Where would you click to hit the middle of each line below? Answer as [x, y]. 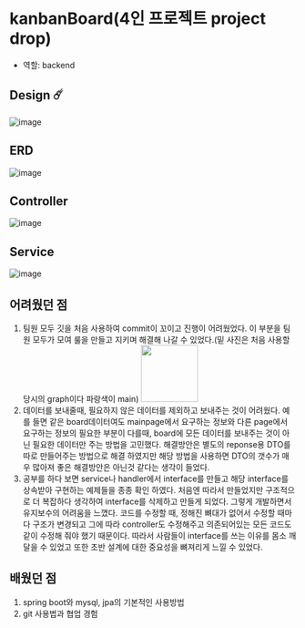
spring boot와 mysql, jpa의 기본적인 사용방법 [103, 602]
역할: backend [49, 65]
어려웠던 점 [39, 305]
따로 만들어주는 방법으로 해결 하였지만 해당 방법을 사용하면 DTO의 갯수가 [151, 456]
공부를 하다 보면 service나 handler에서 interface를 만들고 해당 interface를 [156, 479]
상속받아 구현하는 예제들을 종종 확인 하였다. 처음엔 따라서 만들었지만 [143, 490]
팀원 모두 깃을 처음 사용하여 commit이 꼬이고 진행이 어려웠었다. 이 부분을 [152, 328]
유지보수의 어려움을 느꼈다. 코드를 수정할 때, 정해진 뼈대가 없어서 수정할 [149, 513]
